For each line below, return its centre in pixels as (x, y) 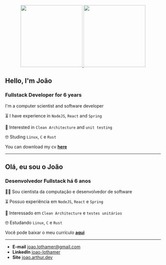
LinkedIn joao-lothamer (36, 252)
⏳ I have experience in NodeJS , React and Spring (54, 115)
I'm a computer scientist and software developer (54, 106)
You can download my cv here (36, 147)
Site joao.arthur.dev (32, 258)
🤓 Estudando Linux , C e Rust (34, 223)
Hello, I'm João (29, 81)
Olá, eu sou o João (34, 167)
